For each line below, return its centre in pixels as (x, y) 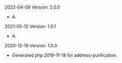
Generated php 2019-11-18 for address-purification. (64, 55)
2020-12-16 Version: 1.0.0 (31, 46)
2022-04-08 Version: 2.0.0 (32, 7)
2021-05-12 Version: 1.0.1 (30, 26)
